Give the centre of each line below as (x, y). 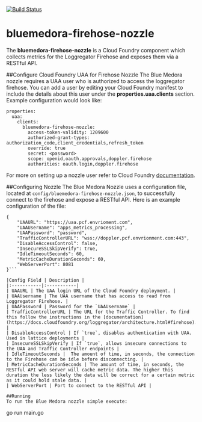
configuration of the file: (36, 206)
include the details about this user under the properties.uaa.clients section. (101, 94)
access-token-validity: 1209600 (69, 132)
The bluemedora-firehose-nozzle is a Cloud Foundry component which (96, 50)
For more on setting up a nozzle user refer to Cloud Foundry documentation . (101, 175)
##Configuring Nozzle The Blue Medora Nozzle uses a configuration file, (96, 187)
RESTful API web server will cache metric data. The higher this (90, 370)
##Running (19, 396)
